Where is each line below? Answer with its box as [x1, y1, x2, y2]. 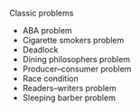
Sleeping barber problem [22, 92, 116, 103]
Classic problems [9, 8, 74, 18]
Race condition [22, 73, 79, 84]
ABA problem [22, 25, 72, 35]
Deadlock [22, 44, 59, 55]
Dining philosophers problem [22, 54, 131, 64]
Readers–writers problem [22, 83, 117, 93]
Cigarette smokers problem [22, 35, 125, 45]
